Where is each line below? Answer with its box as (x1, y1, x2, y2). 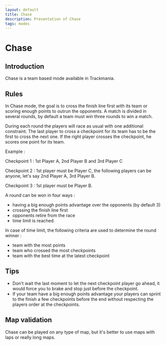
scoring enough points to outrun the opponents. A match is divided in (5, 108, 147, 114)
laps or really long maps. (5, 334, 55, 340)
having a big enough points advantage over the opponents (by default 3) (12, 202, 161, 208)
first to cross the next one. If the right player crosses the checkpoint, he (5, 134, 152, 139)
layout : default (5, 7, 39, 12)
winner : (5, 233, 22, 239)
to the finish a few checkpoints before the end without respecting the (12, 296, 154, 302)
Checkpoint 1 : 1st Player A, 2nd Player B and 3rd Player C (5, 158, 123, 164)
